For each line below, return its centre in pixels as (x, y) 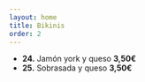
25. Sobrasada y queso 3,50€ (77, 68)
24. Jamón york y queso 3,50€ (79, 59)
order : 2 (25, 34)
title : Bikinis (37, 26)
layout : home (33, 17)
